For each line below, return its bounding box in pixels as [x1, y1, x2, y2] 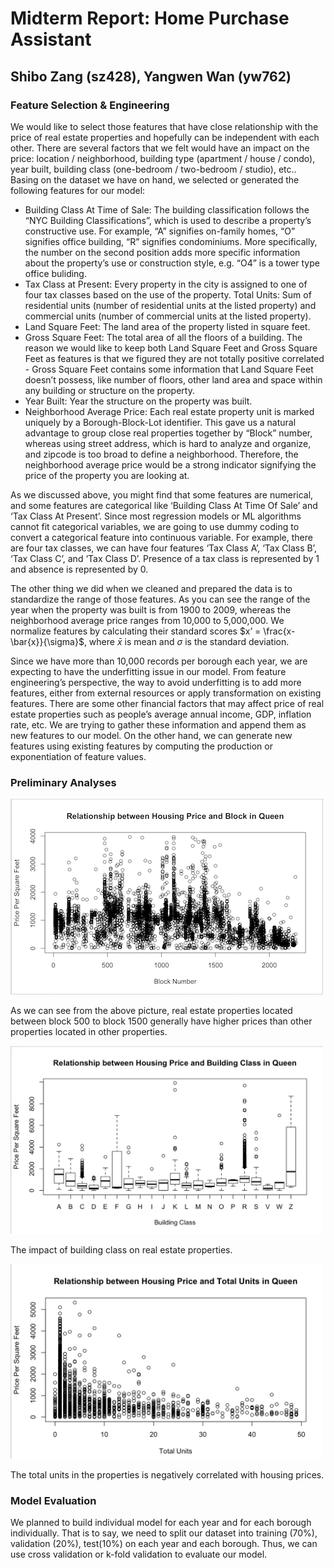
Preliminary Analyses [10, 775, 117, 789]
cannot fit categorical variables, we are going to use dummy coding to [10, 520, 300, 532]
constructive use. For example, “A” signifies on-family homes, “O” [24, 225, 296, 237]
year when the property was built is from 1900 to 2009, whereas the [10, 603, 292, 616]
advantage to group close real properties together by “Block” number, [24, 427, 313, 439]
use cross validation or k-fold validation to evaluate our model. [10, 1548, 268, 1561]
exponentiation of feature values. [10, 750, 147, 762]
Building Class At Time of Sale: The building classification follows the [24, 203, 310, 216]
